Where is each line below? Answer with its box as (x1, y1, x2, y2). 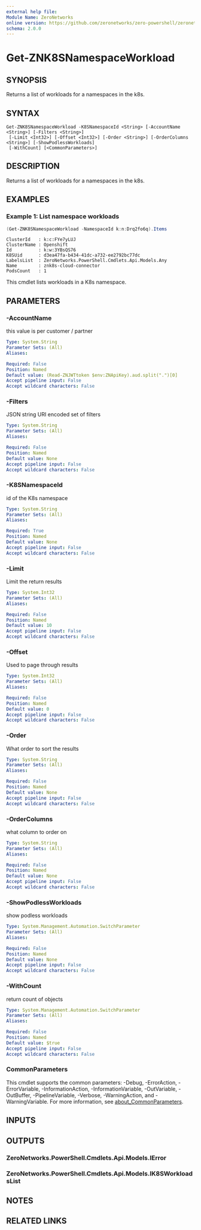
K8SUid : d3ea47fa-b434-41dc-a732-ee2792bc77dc (6, 252, 141, 258)
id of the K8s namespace (6, 494, 68, 501)
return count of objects (6, 995, 63, 1003)
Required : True (6, 528, 44, 534)
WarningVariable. (6, 1098, 49, 1105)
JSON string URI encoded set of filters (6, 411, 100, 418)
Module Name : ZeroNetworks (6, 14, 74, 20)
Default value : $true (6, 1040, 60, 1046)
